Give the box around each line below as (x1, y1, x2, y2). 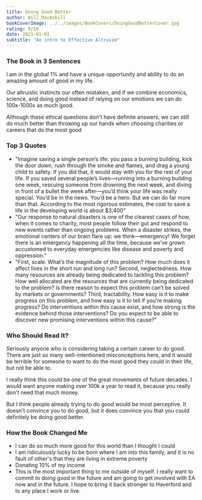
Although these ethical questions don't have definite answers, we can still (6, 113, 189, 121)
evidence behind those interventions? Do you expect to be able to (14, 309, 179, 317)
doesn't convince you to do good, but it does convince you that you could (6, 407, 190, 414)
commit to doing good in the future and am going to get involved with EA (14, 475, 196, 482)
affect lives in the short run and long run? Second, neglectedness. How (14, 265, 192, 272)
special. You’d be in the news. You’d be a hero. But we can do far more (14, 194, 191, 201)
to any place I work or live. (14, 487, 81, 495)
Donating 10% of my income (14, 461, 86, 469)
